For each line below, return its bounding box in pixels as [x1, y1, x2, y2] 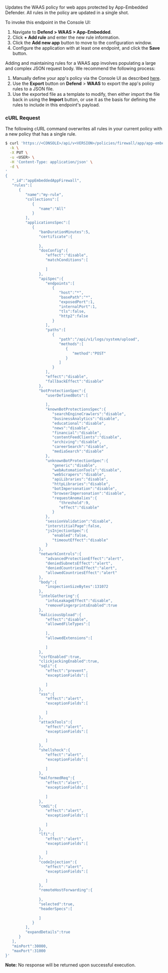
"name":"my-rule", [25, 192, 64, 197]
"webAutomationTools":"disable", [52, 467, 122, 472]
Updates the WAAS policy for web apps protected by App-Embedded [5, 5, 148, 10]
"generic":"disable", [52, 463, 97, 468]
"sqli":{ [38, 664, 57, 669]
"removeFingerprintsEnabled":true [45, 602, 117, 608]
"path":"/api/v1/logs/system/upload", [58, 337, 140, 342]
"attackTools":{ [38, 719, 72, 724]
